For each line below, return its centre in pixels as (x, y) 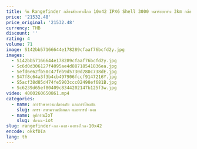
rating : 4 (18, 39)
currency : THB (24, 28)
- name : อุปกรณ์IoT (32, 115)
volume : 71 (19, 45)
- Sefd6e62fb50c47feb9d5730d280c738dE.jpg (64, 72)
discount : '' (22, 33)
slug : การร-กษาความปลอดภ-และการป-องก (56, 110)
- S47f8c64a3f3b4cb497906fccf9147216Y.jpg (64, 77)
